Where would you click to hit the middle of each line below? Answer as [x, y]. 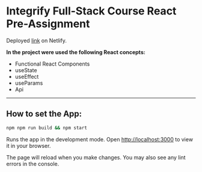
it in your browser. [29, 146]
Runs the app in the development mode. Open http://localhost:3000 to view [100, 139]
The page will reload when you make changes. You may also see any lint [96, 157]
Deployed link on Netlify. [37, 40]
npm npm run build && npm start [47, 127]
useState [26, 70]
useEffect [27, 76]
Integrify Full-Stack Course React [91, 11]
